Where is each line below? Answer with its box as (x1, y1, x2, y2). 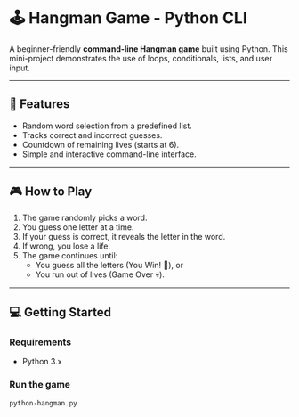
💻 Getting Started (9, 305, 111, 320)
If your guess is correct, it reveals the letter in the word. (21, 231, 226, 241)
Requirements (9, 336, 72, 348)
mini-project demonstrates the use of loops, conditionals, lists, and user (9, 53, 273, 63)
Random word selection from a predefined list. (21, 120, 193, 131)
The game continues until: (21, 249, 118, 260)
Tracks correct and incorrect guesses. (21, 129, 163, 140)
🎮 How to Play (9, 184, 93, 200)
